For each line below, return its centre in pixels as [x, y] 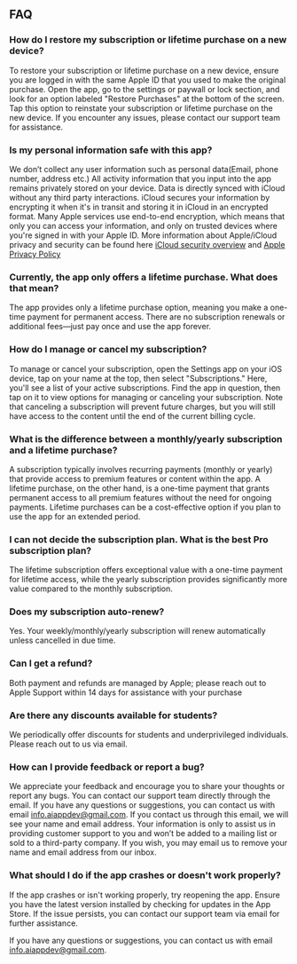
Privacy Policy [35, 254]
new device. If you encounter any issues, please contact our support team [145, 117]
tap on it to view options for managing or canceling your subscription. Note [146, 397]
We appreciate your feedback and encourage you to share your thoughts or [147, 786]
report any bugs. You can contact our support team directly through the [140, 796]
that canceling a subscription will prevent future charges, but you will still [143, 407]
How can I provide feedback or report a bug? [107, 767]
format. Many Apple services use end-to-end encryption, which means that [147, 216]
